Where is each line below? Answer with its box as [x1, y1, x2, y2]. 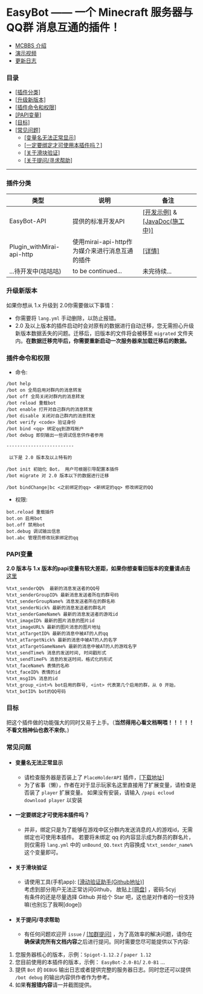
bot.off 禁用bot [6, 522, 45, 528]
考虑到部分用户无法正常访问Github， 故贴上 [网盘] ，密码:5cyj [24, 886, 176, 893]
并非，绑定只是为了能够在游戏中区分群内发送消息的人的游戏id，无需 [24, 826, 193, 833]
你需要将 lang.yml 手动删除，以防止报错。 [14, 314, 120, 322]
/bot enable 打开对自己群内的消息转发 [6, 406, 93, 413]
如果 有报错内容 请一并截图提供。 [14, 981, 95, 989]
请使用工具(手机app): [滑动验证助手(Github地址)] [24, 878, 144, 886]
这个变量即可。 [24, 849, 62, 856]
